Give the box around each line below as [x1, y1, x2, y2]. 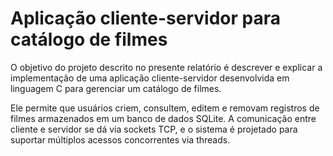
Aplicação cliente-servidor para [10, 7, 281, 30]
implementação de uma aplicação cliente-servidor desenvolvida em [10, 72, 290, 84]
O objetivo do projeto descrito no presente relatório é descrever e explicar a [10, 61, 323, 73]
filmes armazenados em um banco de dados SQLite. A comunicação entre [10, 112, 317, 124]
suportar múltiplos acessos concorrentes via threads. [10, 133, 231, 146]
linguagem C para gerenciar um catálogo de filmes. [10, 82, 222, 94]
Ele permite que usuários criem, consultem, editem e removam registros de [10, 102, 320, 114]
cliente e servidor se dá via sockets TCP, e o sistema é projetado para [10, 123, 298, 135]
